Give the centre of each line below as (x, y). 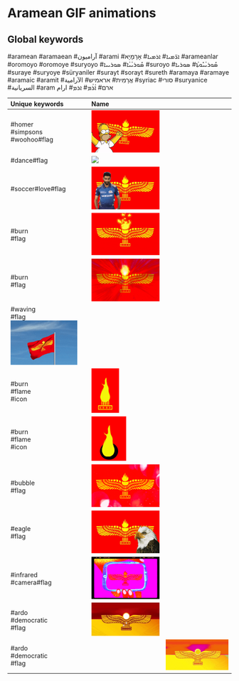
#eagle (21, 529)
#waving (23, 309)
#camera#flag (31, 582)
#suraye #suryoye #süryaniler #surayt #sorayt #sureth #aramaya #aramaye (118, 72)
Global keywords (46, 39)
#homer (22, 124)
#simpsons (26, 132)
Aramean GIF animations (82, 13)
